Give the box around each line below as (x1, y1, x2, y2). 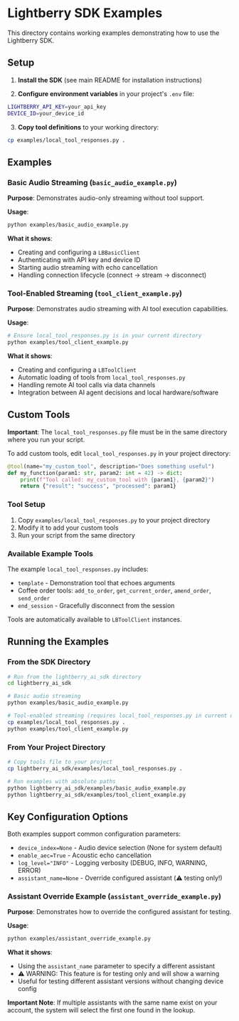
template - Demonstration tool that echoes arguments (17, 578, 176, 587)
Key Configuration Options (7, 810, 129, 823)
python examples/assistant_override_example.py (7, 935, 152, 943)
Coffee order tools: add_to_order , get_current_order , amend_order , (17, 586, 211, 595)
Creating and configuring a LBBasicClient (17, 248, 140, 256)
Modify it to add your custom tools (17, 523, 119, 532)
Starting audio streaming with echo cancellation (17, 263, 158, 271)
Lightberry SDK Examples (7, 5, 163, 21)
